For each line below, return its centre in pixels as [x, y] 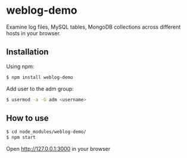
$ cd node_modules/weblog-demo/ [46, 132]
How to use [27, 118]
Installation [27, 52]
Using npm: [20, 66]
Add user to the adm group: [40, 89]
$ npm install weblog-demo [40, 77]
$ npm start [21, 138]
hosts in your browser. [34, 33]
